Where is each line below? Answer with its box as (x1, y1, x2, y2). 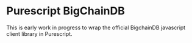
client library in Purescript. (6, 30, 73, 37)
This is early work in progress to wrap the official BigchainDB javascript (6, 24, 186, 31)
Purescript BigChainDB (6, 4, 125, 18)
